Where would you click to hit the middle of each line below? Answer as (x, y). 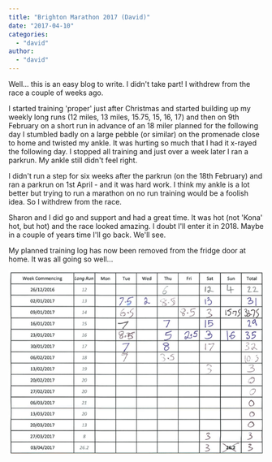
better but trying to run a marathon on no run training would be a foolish (129, 193)
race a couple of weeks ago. (56, 93)
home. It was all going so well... (61, 259)
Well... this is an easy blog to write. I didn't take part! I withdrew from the (130, 84)
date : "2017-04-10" (41, 26)
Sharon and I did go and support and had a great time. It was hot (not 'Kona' (136, 218)
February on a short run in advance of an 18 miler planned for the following (133, 125)
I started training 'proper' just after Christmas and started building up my (130, 108)
